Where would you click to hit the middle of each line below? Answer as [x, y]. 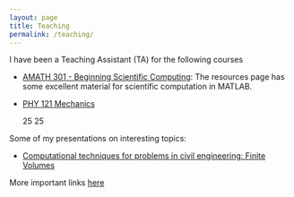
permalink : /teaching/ [52, 34]
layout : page [34, 17]
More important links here [57, 183]
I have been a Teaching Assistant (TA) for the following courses [126, 60]
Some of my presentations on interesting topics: [98, 139]
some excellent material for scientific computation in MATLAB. [137, 87]
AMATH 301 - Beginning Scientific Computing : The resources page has [153, 77]
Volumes [39, 166]
